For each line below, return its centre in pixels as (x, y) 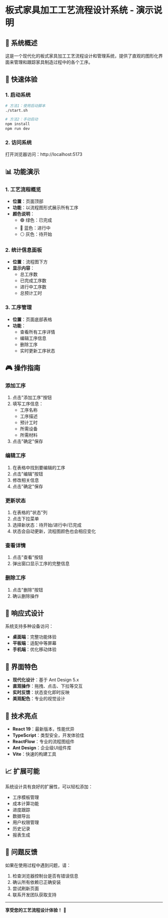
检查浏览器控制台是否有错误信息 (45, 876)
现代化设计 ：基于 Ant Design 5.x (45, 680)
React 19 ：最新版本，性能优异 (43, 729)
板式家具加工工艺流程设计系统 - (69, 10)
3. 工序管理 (18, 307)
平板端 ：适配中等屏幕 (34, 643)
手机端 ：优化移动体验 (34, 649)
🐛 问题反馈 (21, 852)
